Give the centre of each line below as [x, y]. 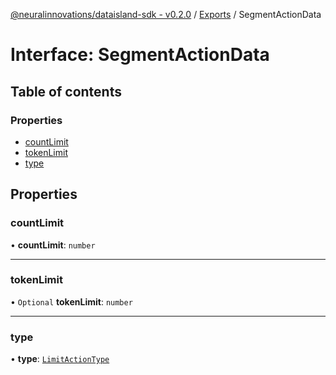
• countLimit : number [53, 245]
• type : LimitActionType [60, 359]
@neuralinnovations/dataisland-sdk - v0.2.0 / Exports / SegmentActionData [166, 14]
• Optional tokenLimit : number [71, 301]
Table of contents [66, 91]
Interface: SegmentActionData [140, 55]
